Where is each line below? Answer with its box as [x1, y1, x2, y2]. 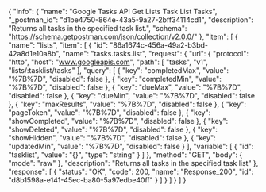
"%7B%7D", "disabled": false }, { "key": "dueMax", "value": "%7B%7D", [8, 83, 242, 92]
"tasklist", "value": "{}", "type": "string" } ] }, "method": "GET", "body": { [8, 150, 243, 159]
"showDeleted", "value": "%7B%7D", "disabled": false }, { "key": [8, 125, 218, 134]
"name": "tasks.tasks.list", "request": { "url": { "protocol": [62, 49, 249, 58]
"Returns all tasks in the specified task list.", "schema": [8, 24, 187, 33]
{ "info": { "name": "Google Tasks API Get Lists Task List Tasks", [8, 7, 218, 16]
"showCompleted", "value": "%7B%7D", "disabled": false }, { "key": [8, 117, 229, 125]
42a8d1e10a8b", [8, 49, 61, 58]
